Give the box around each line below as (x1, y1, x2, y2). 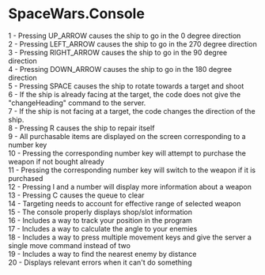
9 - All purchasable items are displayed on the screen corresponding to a (8, 131, 247, 141)
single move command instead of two (8, 240, 131, 250)
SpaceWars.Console (8, 5, 145, 23)
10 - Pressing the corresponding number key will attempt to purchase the (8, 148, 247, 158)
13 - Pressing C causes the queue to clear (8, 190, 145, 200)
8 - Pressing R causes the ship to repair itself (8, 123, 155, 133)
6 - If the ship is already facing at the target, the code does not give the (8, 89, 241, 99)
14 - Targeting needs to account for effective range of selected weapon (8, 198, 241, 208)
